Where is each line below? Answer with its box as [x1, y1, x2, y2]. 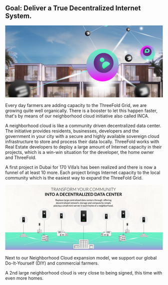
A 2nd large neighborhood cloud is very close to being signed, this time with [5, 269, 162, 275]
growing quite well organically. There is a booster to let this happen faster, [5, 107, 157, 113]
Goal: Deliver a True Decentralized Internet [5, 4, 141, 12]
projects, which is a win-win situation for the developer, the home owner [5, 149, 154, 155]
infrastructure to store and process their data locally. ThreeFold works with [5, 138, 159, 144]
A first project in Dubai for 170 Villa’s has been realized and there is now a [5, 164, 156, 170]
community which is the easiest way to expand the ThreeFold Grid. [5, 174, 143, 180]
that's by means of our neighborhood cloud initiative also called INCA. [5, 112, 149, 119]
